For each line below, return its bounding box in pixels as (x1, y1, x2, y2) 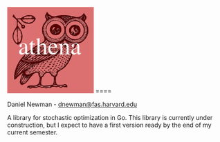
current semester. (7, 128, 58, 136)
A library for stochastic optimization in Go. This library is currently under (7, 114, 213, 121)
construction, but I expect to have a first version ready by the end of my (7, 121, 212, 129)
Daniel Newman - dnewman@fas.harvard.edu (7, 100, 138, 108)
